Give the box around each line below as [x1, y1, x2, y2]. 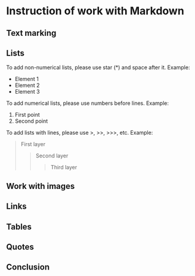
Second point [14, 117, 48, 125]
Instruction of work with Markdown [6, 4, 185, 18]
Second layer [35, 152, 69, 159]
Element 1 [14, 76, 39, 83]
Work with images [6, 181, 75, 191]
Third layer [50, 164, 78, 171]
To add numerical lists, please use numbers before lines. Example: [6, 100, 169, 107]
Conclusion [6, 262, 50, 272]
